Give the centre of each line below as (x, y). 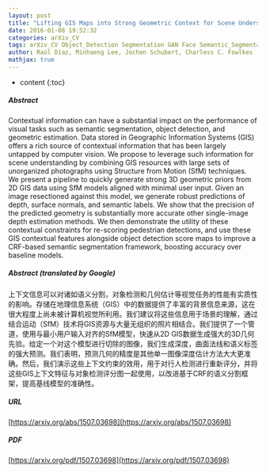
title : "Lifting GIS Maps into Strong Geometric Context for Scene (122, 23)
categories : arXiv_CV (44, 38)
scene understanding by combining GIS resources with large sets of (119, 162)
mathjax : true (32, 60)
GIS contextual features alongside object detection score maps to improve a (132, 238)
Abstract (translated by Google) (62, 273)
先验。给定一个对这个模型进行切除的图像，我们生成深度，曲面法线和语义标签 (133, 343)
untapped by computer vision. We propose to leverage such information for (131, 154)
